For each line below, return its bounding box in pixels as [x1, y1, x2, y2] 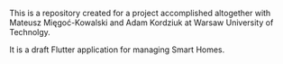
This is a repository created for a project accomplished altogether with [9, 8, 271, 18]
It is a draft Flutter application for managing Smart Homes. [9, 44, 225, 55]
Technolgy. [9, 27, 51, 37]
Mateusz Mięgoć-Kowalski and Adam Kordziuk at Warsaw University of [9, 17, 274, 28]
